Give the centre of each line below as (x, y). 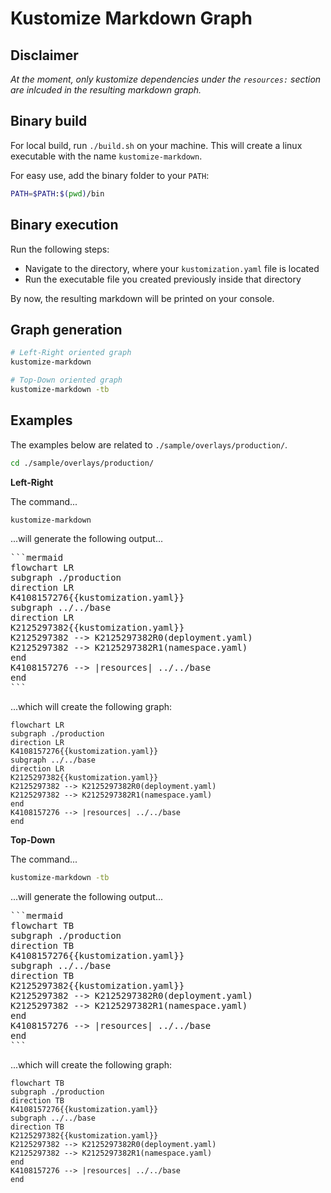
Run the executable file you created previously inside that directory (163, 279)
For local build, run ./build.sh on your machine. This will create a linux (156, 145)
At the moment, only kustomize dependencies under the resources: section (166, 79)
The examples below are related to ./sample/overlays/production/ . (149, 444)
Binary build (49, 121)
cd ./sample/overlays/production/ (82, 463)
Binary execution (64, 225)
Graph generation (66, 329)
